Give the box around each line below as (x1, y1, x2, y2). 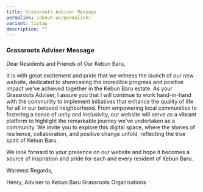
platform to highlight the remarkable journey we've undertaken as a (6, 117, 176, 124)
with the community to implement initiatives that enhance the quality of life (6, 98, 194, 105)
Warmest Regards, (6, 166, 53, 174)
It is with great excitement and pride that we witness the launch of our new (6, 71, 194, 79)
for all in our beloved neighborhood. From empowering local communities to (6, 104, 197, 112)
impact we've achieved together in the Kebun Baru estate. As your (6, 85, 173, 92)
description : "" (6, 26, 48, 32)
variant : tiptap (6, 20, 48, 26)
